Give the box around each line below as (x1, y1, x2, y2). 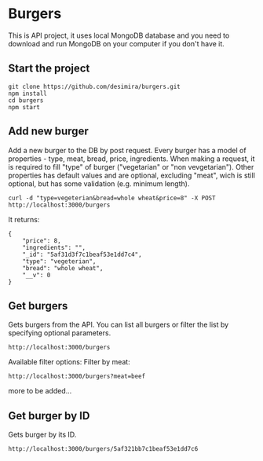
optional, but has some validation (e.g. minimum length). (8, 178, 190, 188)
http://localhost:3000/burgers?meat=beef (8, 372, 146, 381)
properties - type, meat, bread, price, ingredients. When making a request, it (8, 154, 255, 163)
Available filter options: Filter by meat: (8, 357, 131, 367)
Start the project (8, 62, 90, 75)
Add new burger (8, 125, 89, 138)
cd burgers (8, 96, 44, 104)
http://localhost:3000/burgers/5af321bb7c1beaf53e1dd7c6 (8, 445, 199, 453)
